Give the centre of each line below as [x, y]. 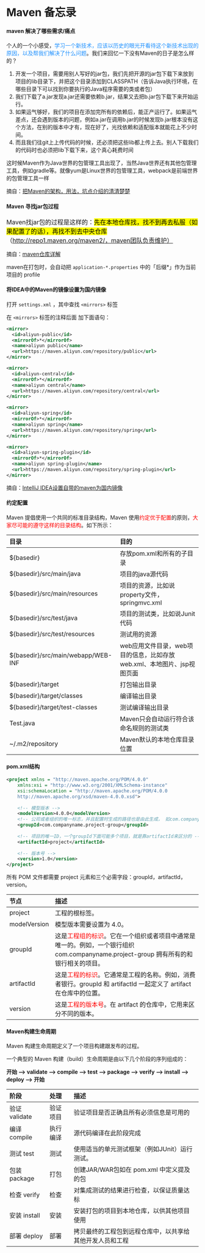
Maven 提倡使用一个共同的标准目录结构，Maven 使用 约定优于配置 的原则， [100, 517]
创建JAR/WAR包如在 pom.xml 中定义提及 [132, 1170]
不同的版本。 [79, 1014]
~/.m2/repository [34, 744]
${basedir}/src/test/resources [52, 634]
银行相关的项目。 [79, 963]
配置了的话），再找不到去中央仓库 [60, 231]
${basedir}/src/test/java [44, 618]
